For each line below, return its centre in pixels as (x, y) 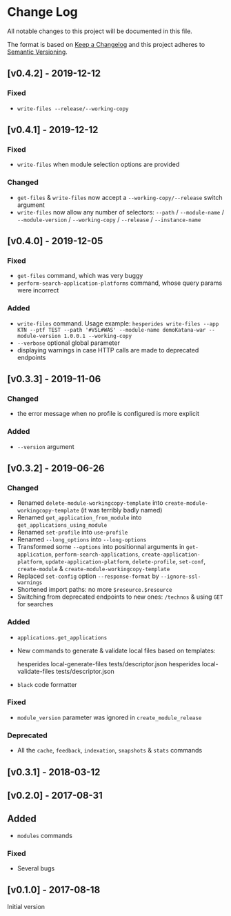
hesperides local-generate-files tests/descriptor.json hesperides (109, 664)
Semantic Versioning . (37, 52)
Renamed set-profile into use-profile (72, 532)
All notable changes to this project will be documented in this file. (100, 31)
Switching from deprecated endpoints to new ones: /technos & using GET (120, 597)
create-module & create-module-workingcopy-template (93, 569)
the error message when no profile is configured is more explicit (108, 414)
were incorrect (38, 290)
